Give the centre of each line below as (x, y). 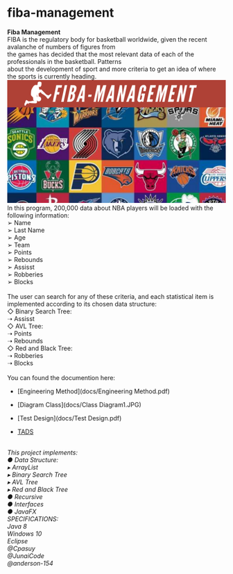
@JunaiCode (26, 556)
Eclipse (18, 541)
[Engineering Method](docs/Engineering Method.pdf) (93, 391)
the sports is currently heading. (52, 76)
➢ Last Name (26, 230)
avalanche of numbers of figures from (61, 47)
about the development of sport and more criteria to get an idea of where (112, 69)
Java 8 (17, 527)
